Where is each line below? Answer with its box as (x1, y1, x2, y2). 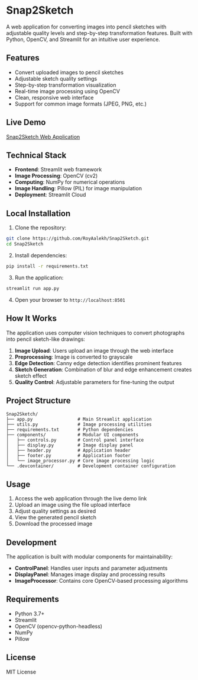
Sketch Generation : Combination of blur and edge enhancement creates (14, 366, 192, 373)
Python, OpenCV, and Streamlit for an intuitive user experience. (6, 36, 161, 43)
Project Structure (6, 395, 71, 406)
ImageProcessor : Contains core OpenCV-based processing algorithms (14, 577, 188, 584)
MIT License (6, 668, 37, 675)
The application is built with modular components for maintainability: (6, 553, 173, 560)
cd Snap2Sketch (6, 241, 44, 247)
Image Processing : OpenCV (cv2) (14, 173, 98, 180)
